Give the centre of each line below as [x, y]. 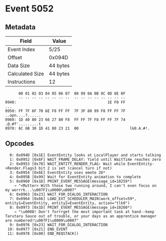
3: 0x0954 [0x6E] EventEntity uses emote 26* [58, 172]
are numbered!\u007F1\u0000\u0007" [42, 220]
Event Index [21, 49]
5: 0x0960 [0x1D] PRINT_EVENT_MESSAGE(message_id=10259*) [71, 181]
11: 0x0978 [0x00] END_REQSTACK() [43, 234]
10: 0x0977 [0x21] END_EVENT [38, 229]
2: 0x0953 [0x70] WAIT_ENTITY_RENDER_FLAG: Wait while [68, 164]
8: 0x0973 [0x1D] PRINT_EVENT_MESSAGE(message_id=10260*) [71, 207]
